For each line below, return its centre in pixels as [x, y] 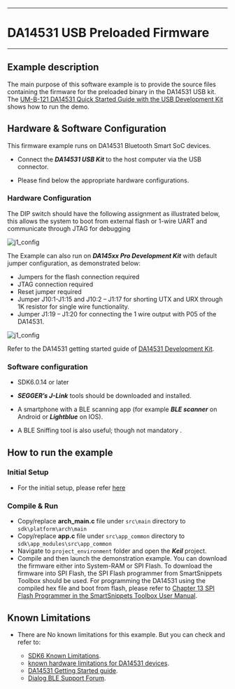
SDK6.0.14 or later [43, 382]
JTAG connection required [55, 284]
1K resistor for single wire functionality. [73, 307]
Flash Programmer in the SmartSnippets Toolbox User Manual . [107, 596]
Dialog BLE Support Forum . [67, 678]
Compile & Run [33, 506]
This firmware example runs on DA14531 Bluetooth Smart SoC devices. [109, 145]
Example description [53, 67]
